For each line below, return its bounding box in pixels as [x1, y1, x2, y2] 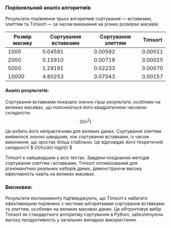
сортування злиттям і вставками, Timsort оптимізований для [5, 160, 138, 166]
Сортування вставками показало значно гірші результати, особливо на [5, 98, 161, 105]
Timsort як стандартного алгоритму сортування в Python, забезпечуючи [5, 211, 163, 218]
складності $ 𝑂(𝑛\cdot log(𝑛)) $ [5, 144, 72, 150]
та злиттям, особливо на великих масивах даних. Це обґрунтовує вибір [5, 206, 161, 212]
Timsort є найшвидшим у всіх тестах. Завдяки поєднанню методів [5, 155, 150, 161]
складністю [5, 109, 31, 116]
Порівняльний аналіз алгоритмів [5, 4, 91, 11]
